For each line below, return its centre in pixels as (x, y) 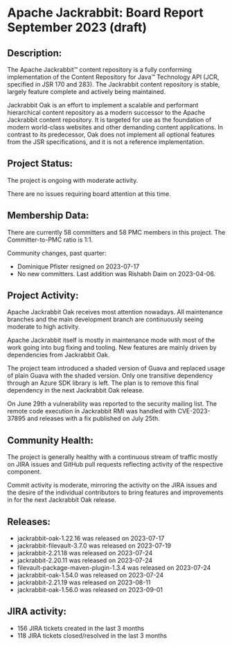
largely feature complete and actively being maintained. (87, 92)
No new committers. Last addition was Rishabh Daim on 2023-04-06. (116, 273)
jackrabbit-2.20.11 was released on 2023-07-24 (85, 560)
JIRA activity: (37, 612)
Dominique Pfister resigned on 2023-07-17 (78, 266)
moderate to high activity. (44, 327)
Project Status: (40, 164)
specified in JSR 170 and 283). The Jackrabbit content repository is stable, (114, 84)
